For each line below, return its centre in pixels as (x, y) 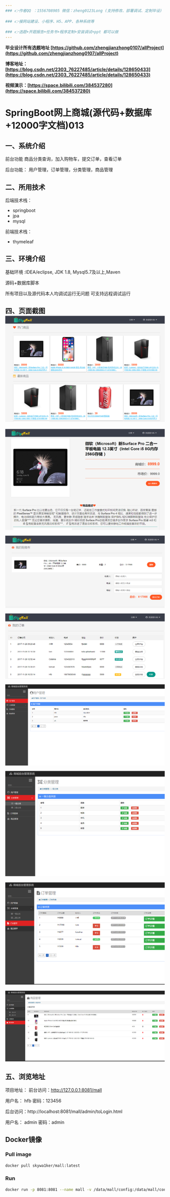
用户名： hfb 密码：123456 (33, 1100)
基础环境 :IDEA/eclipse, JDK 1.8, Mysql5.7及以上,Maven (63, 272)
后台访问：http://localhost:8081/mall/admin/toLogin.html (64, 1111)
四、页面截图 (25, 311)
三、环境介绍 (25, 259)
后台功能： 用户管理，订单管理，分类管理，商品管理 (59, 170)
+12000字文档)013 (45, 126)
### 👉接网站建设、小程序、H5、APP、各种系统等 (50, 21)
